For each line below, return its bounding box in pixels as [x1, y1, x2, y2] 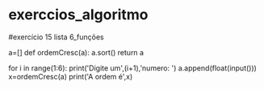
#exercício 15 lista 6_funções [8, 32, 105, 42]
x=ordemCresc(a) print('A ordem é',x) [8, 71, 133, 81]
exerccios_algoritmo [8, 6, 149, 24]
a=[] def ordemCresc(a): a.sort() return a [8, 47, 144, 57]
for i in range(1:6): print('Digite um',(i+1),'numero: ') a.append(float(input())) [8, 63, 257, 73]
